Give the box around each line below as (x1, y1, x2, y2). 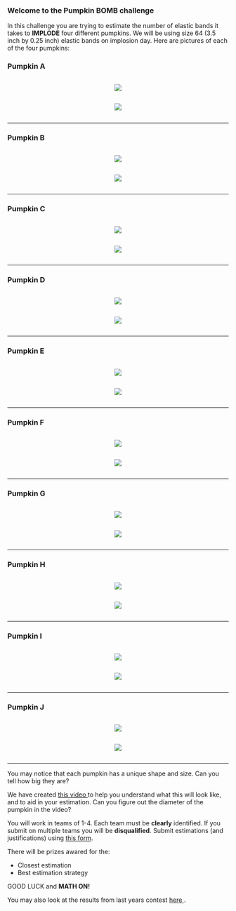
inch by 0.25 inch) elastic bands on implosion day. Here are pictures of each (7, 36, 228, 45)
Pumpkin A (7, 62, 46, 72)
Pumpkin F (7, 417, 44, 427)
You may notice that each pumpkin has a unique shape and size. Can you (7, 769, 220, 778)
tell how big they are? (7, 777, 70, 785)
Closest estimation (17, 861, 72, 870)
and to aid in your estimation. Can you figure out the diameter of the (7, 798, 204, 806)
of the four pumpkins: (7, 44, 70, 53)
